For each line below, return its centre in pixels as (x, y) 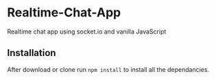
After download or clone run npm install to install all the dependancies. (108, 69)
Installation (32, 53)
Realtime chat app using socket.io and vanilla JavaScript (87, 31)
